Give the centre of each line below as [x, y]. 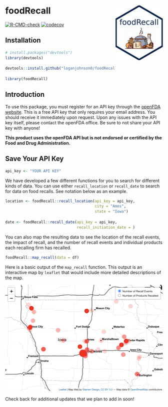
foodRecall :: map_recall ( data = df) [42, 257]
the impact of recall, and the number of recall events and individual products [84, 242]
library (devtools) [24, 58]
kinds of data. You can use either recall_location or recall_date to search [82, 186]
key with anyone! [23, 128]
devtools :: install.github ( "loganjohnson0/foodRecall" [62, 68]
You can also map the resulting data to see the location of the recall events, [83, 237]
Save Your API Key [34, 159]
